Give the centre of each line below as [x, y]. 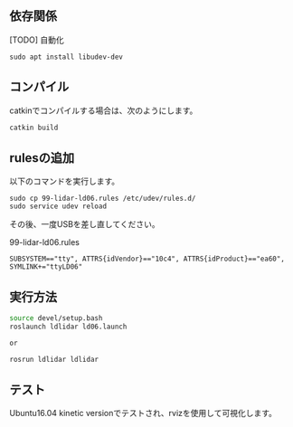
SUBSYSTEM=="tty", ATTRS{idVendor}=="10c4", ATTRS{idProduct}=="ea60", [147, 259]
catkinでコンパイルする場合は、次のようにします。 [104, 110]
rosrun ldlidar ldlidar [54, 359]
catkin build [34, 128]
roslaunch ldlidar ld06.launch [68, 327]
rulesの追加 [42, 158]
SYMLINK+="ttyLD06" [46, 267]
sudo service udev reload [58, 206]
